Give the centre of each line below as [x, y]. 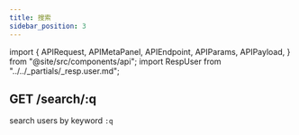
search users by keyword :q [61, 121]
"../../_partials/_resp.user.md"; [64, 71]
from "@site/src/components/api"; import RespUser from [116, 61]
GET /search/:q [53, 99]
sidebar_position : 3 [48, 26]
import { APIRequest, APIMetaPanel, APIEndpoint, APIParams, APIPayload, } [150, 51]
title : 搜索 [30, 18]
